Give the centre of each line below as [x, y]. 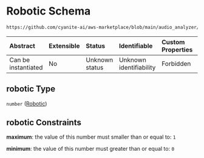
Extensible [64, 45]
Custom [173, 42]
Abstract [22, 45]
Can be [20, 60]
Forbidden [176, 64]
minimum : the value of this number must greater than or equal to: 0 [90, 149]
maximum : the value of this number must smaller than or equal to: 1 [91, 137]
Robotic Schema [49, 11]
